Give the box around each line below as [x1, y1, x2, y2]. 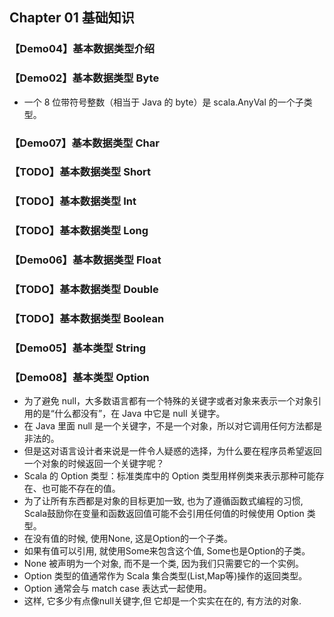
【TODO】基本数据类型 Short [9, 165, 152, 179]
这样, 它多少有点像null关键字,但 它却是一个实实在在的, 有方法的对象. [23, 595, 302, 607]
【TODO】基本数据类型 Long [9, 224, 149, 238]
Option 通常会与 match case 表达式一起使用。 [23, 583, 212, 595]
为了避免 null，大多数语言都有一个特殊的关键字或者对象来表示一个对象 [23, 395, 314, 407]
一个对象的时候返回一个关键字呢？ [23, 458, 165, 470]
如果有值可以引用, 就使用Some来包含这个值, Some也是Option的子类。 [23, 545, 311, 557]
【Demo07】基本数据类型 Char [9, 136, 160, 150]
